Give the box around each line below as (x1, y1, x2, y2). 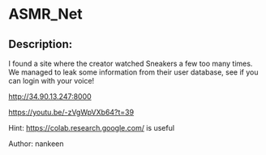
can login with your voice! (8, 76, 95, 85)
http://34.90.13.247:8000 (8, 92, 92, 101)
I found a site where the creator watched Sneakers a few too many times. (8, 58, 253, 68)
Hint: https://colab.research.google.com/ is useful (8, 123, 175, 132)
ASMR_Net (8, 5, 83, 24)
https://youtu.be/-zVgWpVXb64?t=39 (8, 107, 135, 117)
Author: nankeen (8, 139, 64, 149)
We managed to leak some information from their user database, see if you (8, 67, 259, 77)
